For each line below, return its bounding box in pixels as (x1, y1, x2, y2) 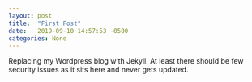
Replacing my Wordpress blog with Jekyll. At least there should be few (8, 56, 245, 66)
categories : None (8, 34, 67, 43)
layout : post (8, 11, 53, 20)
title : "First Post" (8, 19, 82, 27)
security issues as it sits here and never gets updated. (8, 65, 189, 75)
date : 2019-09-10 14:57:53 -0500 (8, 27, 129, 35)
